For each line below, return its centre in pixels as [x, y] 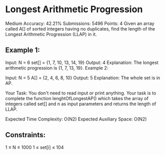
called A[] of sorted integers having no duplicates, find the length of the [80, 28]
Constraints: [25, 135]
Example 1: [23, 50]
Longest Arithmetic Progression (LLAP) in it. [51, 34]
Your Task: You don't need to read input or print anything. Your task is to [81, 93]
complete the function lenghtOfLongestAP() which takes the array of [77, 98]
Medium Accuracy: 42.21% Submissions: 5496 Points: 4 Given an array [80, 23]
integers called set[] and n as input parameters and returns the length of [81, 104]
